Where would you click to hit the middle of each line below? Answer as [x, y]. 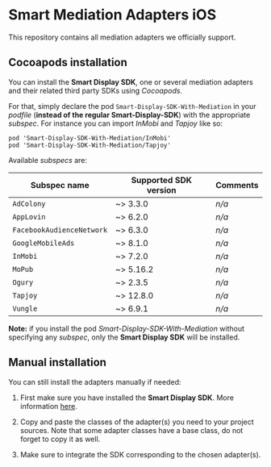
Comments [237, 185]
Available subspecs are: [48, 160]
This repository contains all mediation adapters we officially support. [122, 37]
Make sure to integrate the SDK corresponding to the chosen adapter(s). [140, 454]
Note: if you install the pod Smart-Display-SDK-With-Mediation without [126, 328]
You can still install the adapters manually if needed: [95, 382]
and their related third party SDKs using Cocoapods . [96, 90]
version [161, 190]
